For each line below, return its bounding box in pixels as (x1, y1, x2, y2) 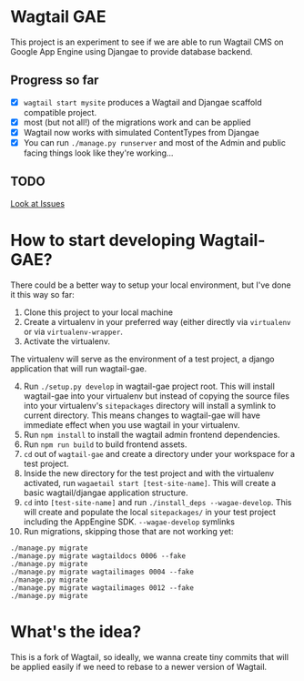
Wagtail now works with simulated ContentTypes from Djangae (23, 127, 259, 137)
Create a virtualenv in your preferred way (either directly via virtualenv (23, 316, 291, 327)
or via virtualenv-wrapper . (23, 326, 124, 337)
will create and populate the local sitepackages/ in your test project (23, 506, 277, 517)
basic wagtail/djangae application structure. (23, 487, 188, 498)
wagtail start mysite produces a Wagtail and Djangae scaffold (23, 97, 262, 107)
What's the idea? (10, 621, 142, 642)
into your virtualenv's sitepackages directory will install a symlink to (23, 400, 277, 411)
